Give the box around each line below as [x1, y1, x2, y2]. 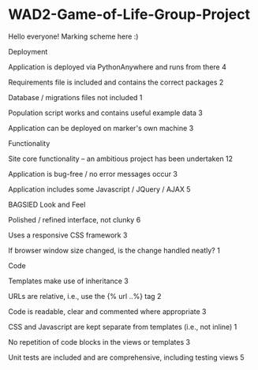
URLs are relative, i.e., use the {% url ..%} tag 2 [8, 291, 162, 301]
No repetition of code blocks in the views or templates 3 [8, 337, 191, 346]
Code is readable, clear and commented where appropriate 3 [8, 306, 207, 316]
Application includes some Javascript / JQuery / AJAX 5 [8, 184, 191, 194]
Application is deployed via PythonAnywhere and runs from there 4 [8, 62, 226, 72]
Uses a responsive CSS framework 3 [8, 230, 128, 240]
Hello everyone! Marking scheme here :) [8, 32, 139, 41]
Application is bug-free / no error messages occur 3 [8, 169, 178, 178]
